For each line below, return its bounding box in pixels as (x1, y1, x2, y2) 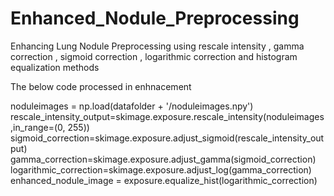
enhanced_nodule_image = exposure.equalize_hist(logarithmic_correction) (10, 174, 318, 186)
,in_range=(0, (10, 121, 66, 133)
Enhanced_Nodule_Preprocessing (10, 7, 300, 30)
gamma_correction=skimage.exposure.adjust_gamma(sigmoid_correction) (10, 153, 317, 165)
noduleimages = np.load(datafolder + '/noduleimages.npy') (10, 100, 254, 112)
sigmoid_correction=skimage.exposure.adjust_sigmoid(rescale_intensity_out (10, 132, 325, 144)
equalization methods (10, 61, 100, 73)
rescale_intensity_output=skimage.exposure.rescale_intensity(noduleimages (10, 110, 325, 122)
